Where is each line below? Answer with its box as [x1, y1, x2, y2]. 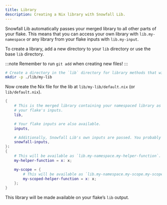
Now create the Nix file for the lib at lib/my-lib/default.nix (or [5, 84, 135, 90]
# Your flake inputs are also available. [14, 121, 101, 127]
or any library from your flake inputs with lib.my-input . [26, 36, 139, 42]
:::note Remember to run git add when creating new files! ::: [5, 61, 128, 67]
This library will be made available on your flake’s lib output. [5, 195, 129, 201]
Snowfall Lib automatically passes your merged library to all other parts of [5, 25, 157, 31]
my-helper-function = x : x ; [14, 158, 72, 163]
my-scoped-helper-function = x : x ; [23, 176, 97, 181]
